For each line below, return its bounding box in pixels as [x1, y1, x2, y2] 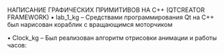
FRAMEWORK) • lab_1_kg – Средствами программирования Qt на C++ [7, 13, 214, 21]
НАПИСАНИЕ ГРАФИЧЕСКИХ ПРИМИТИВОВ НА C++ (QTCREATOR [7, 6, 205, 14]
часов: [7, 41, 27, 49]
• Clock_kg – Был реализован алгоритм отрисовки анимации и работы [7, 34, 217, 42]
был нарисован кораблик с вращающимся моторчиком [7, 21, 173, 28]
